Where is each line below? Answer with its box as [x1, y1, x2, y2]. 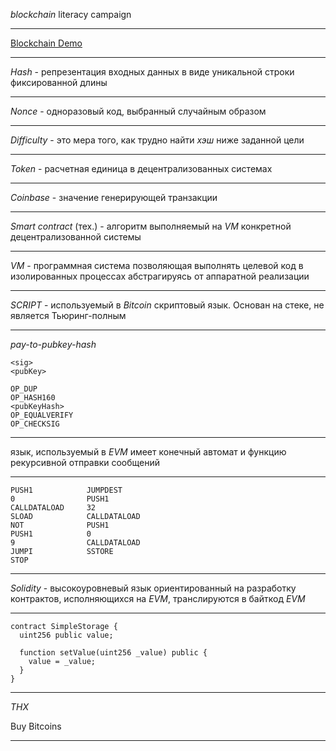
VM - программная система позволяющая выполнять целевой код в [10, 260, 304, 271]
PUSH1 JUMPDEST [10, 485, 123, 495]
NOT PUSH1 [10, 520, 110, 530]
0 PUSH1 [10, 494, 110, 504]
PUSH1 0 [10, 529, 92, 539]
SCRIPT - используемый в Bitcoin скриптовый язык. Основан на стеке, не [10, 299, 325, 311]
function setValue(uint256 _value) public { [19, 648, 208, 658]
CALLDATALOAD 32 [10, 503, 97, 513]
